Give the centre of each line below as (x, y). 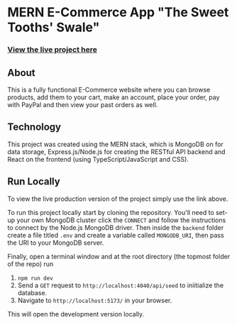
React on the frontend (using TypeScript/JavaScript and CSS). (98, 159)
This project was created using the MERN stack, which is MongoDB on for (115, 144)
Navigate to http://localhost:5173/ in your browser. (95, 300)
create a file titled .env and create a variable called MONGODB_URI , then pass (116, 235)
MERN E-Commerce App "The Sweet (118, 12)
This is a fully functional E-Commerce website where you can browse (109, 89)
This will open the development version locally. (76, 314)
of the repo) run (31, 264)
